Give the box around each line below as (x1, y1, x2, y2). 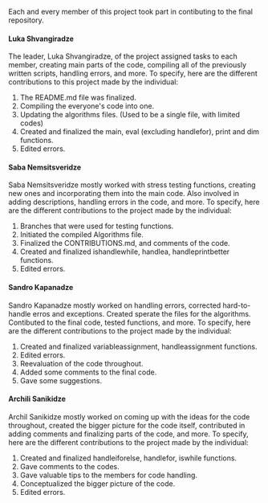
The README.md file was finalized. (19, 92, 136, 103)
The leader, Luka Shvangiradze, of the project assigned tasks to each (8, 51, 238, 61)
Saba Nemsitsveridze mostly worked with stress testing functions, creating (8, 180, 256, 190)
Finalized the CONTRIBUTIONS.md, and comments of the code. (19, 239, 230, 248)
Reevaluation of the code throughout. (19, 358, 144, 368)
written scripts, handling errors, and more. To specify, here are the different (8, 68, 258, 79)
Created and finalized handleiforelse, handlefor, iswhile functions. (19, 453, 238, 463)
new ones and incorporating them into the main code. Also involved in (8, 189, 239, 198)
